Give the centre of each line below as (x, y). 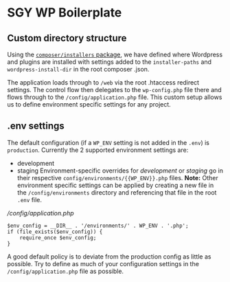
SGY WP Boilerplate (65, 13)
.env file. (30, 199)
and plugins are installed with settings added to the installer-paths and (109, 62)
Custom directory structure (67, 38)
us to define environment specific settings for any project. (89, 104)
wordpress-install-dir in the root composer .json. (78, 69)
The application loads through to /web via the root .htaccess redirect (103, 83)
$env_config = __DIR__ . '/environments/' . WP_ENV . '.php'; (98, 226)
